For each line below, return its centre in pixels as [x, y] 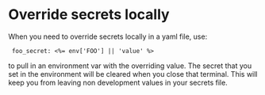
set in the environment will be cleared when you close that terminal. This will [133, 74]
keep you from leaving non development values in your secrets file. [118, 82]
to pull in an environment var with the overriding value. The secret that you [130, 66]
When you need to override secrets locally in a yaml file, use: [108, 36]
